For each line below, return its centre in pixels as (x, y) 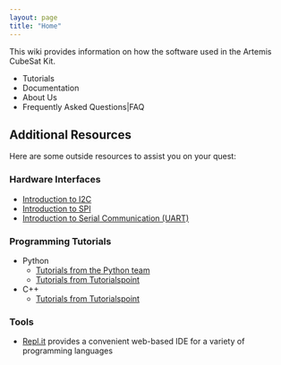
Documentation (51, 88)
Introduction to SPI (56, 208)
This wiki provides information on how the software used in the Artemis (140, 51)
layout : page (34, 17)
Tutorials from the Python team (93, 270)
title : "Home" (36, 26)
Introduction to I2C (57, 199)
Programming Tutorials (60, 241)
